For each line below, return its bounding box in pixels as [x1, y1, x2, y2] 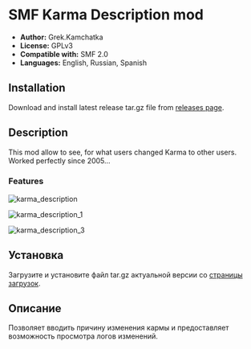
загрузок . [8, 278, 41, 288]
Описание [8, 302, 62, 315]
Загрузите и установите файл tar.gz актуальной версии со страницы [8, 269, 243, 279]
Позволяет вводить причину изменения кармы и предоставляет [8, 323, 229, 333]
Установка [8, 248, 64, 262]
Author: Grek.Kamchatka [19, 32, 103, 42]
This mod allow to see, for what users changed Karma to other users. [8, 147, 237, 157]
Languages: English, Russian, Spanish [19, 58, 148, 68]
